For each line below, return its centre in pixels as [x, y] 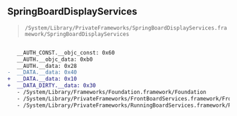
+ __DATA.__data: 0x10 [42, 79]
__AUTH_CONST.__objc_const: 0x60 [66, 52]
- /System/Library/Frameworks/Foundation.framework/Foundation [111, 92]
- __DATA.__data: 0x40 [42, 72]
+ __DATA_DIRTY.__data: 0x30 [52, 86]
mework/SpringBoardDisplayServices [77, 34]
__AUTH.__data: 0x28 [47, 66]
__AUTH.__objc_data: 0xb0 [55, 59]
